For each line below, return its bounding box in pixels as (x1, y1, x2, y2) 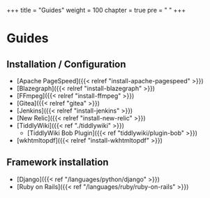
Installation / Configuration (6, 58, 126, 70)
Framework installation (6, 157, 109, 169)
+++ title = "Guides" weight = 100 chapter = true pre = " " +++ (6, 6, 186, 14)
